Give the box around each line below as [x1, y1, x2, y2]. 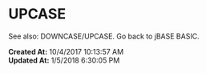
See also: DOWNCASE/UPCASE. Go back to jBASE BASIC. [8, 31, 200, 41]
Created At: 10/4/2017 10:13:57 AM [8, 47, 124, 56]
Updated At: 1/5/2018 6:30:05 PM [8, 55, 120, 65]
